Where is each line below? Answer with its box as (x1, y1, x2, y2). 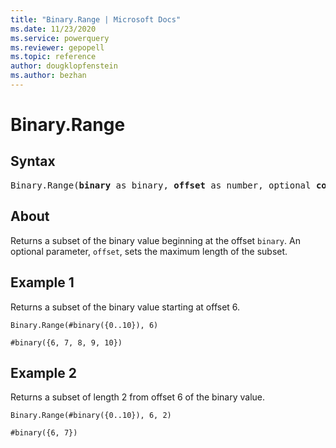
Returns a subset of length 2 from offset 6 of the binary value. (10, 391, 266, 403)
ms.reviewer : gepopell (10, 42, 105, 53)
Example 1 (10, 274, 75, 291)
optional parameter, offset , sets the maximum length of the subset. (10, 245, 288, 257)
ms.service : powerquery (10, 33, 110, 43)
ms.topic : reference (10, 52, 97, 62)
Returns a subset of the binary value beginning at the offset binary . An (10, 234, 301, 246)
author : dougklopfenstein (10, 61, 118, 71)
